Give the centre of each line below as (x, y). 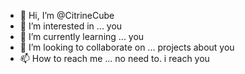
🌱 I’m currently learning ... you (82, 36)
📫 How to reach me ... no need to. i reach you (114, 58)
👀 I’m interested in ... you (71, 26)
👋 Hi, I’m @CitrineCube (67, 15)
